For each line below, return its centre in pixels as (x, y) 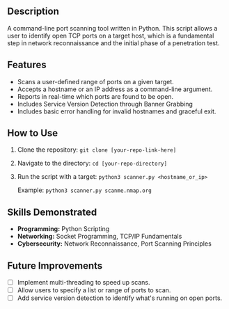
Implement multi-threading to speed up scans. (84, 283)
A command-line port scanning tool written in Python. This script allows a (112, 28)
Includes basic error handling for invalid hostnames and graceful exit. (117, 111)
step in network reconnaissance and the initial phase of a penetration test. (113, 43)
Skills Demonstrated (52, 212)
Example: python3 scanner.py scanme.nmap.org (84, 190)
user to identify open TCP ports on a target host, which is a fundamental (111, 35)
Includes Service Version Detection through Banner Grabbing (105, 104)
